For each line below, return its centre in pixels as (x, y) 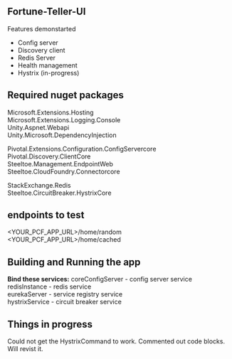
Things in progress (50, 324)
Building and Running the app (74, 262)
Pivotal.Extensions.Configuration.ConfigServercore (82, 149)
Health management (48, 65)
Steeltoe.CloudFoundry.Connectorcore (64, 171)
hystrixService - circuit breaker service (65, 302)
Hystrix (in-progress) (48, 73)
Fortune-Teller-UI (47, 12)
